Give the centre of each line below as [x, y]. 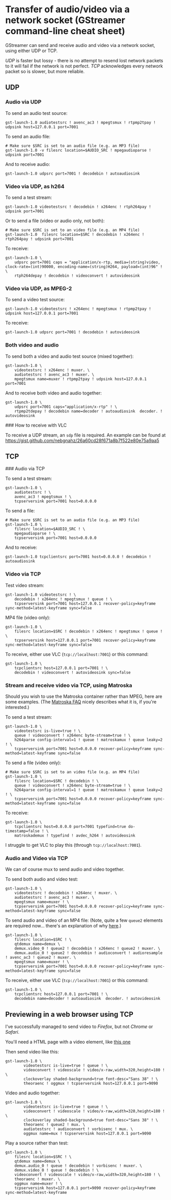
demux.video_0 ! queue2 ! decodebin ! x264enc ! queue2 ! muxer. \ [87, 949]
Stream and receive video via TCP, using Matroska [69, 685]
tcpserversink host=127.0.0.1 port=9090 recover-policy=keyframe [85, 1188]
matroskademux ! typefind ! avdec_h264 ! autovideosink [75, 836]
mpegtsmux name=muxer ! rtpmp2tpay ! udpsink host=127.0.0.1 [80, 379]
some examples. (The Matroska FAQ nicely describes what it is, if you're [81, 702]
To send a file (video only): [33, 763]
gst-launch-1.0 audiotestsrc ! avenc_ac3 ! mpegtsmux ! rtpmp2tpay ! [81, 123]
